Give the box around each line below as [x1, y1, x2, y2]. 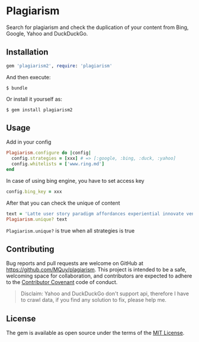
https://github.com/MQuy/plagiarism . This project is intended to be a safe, [6, 266, 187, 273]
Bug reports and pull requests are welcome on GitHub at [6, 260, 144, 267]
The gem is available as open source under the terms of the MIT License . [6, 330, 185, 337]
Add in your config [6, 138, 52, 146]
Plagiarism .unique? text [6, 216, 68, 222]
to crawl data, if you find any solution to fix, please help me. [20, 296, 167, 304]
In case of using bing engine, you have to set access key [6, 177, 145, 184]
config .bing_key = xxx [6, 188, 62, 195]
